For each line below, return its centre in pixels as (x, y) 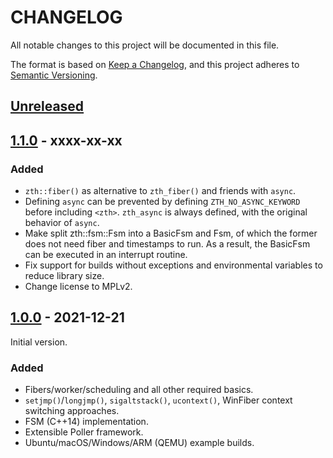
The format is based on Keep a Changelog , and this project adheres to (155, 64)
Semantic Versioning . (54, 75)
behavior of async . (62, 223)
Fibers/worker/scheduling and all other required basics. (139, 390)
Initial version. (39, 342)
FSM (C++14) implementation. (86, 422)
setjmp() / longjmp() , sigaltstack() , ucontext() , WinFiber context (158, 400)
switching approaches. (72, 411)
